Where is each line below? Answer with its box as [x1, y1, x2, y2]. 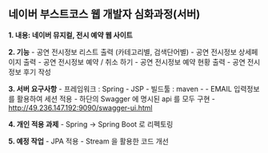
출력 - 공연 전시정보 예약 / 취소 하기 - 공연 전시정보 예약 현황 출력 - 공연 [22, 57, 246, 66]
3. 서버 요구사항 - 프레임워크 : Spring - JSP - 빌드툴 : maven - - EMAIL [8, 84, 232, 93]
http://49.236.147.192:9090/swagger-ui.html [8, 103, 153, 112]
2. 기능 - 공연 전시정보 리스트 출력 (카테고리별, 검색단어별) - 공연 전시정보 [8, 47, 238, 57]
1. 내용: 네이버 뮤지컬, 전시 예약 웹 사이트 [8, 30, 134, 40]
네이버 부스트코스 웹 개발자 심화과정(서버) [8, 7, 201, 22]
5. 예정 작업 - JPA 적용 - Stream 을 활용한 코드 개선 [8, 136, 170, 146]
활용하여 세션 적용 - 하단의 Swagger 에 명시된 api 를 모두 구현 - [16, 94, 216, 104]
